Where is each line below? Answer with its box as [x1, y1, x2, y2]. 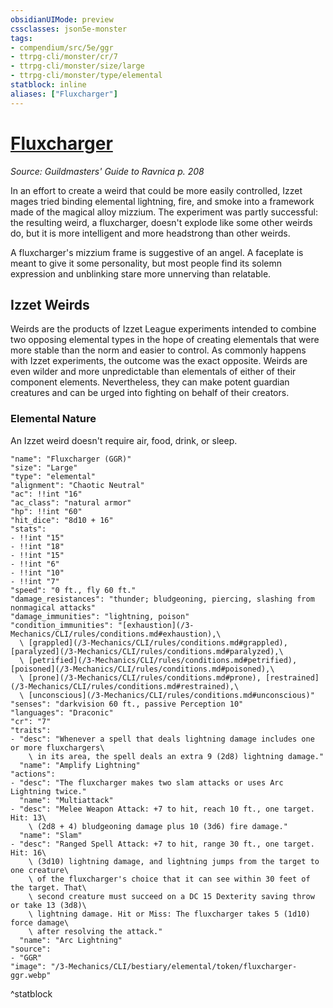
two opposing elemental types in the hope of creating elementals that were [10, 334, 320, 346]
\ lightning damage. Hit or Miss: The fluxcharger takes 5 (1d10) [28, 909, 311, 919]
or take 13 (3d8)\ [10, 900, 87, 910]
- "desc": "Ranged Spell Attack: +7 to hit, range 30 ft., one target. [10, 839, 315, 849]
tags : [10, 33, 33, 43]
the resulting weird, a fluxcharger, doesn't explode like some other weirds [10, 216, 313, 228]
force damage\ [10, 917, 70, 928]
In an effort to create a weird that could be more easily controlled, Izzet [10, 184, 303, 196]
